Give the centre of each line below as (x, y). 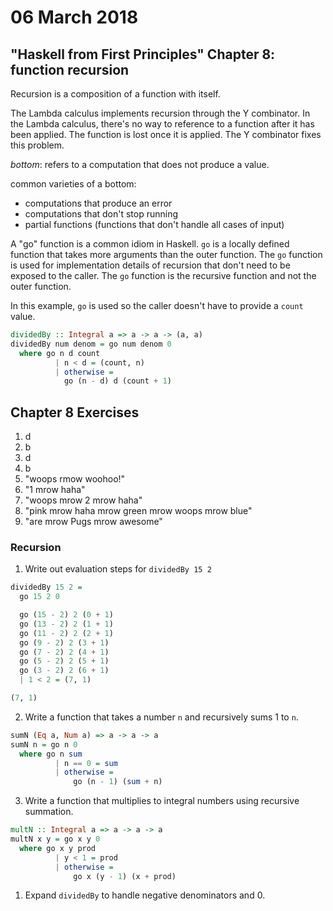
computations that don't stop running (101, 214)
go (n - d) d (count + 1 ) (117, 381)
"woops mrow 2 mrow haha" (83, 500)
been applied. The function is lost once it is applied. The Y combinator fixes (166, 134)
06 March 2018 (74, 17)
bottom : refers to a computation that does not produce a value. (140, 164)
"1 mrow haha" (55, 490)
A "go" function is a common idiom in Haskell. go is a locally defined (150, 244)
